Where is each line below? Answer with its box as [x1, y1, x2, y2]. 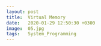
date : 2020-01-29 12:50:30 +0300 [6, 20, 96, 26]
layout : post [6, 8, 39, 15]
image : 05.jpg [6, 25, 44, 32]
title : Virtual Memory [6, 14, 66, 20]
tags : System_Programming [6, 31, 77, 37]
